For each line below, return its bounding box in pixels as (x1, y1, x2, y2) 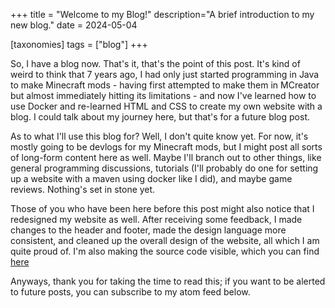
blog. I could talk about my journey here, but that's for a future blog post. (10, 111, 310, 123)
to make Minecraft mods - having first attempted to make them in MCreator (10, 79, 320, 91)
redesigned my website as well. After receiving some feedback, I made (10, 214, 303, 225)
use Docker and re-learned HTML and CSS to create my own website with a (10, 100, 323, 112)
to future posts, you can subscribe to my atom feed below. (10, 286, 251, 298)
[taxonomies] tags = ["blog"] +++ (10, 39, 148, 50)
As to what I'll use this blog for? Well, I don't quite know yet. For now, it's (10, 130, 309, 142)
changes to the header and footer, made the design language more (10, 224, 287, 236)
